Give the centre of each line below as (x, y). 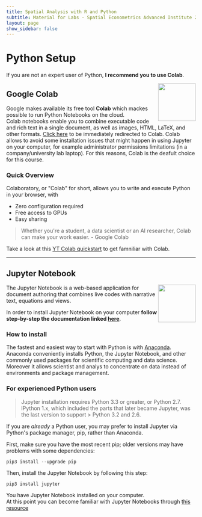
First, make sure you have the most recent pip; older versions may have (95, 444)
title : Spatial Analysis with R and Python (62, 12)
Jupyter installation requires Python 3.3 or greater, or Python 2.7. (101, 401)
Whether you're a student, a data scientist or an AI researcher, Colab (106, 231)
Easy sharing (31, 219)
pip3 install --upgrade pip (41, 462)
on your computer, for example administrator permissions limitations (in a (97, 147)
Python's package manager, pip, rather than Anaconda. (75, 432)
